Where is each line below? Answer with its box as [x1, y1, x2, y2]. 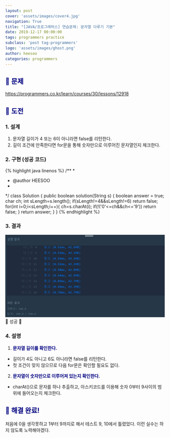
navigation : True [5, 19, 42, 24]
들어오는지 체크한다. [22, 390, 62, 396]
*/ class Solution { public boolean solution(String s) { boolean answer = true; [5, 193, 164, 199]
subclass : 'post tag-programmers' [5, 41, 78, 46]
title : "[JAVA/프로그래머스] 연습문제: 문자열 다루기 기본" [5, 24, 115, 29]
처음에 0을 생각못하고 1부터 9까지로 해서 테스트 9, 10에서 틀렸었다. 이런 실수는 [5, 421, 158, 427]
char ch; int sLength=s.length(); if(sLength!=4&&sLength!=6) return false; [5, 198, 158, 204]
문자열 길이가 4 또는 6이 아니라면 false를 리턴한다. [12, 136, 112, 141]
